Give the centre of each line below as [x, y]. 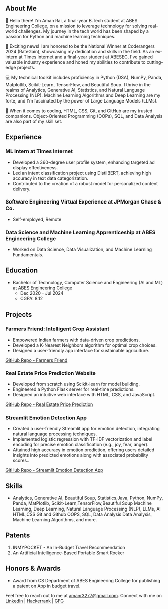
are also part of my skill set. [34, 121]
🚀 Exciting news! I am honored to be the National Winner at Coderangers [80, 46]
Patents [18, 535]
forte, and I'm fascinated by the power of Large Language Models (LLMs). [81, 100]
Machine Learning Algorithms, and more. [55, 519]
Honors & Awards [33, 569]
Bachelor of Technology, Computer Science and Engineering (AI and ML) [88, 282]
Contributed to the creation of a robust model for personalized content [85, 183]
